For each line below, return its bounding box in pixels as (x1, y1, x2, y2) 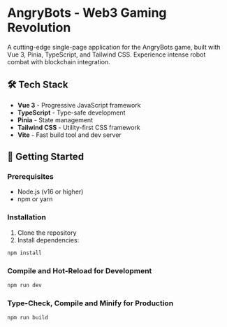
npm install (7, 249, 42, 256)
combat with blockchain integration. (7, 57, 110, 66)
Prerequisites (7, 172, 54, 182)
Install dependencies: (17, 235, 80, 244)
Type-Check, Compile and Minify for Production (7, 298, 174, 308)
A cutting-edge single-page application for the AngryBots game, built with (7, 43, 221, 51)
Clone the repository (17, 228, 77, 237)
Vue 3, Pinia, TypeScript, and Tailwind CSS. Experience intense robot (7, 50, 206, 59)
